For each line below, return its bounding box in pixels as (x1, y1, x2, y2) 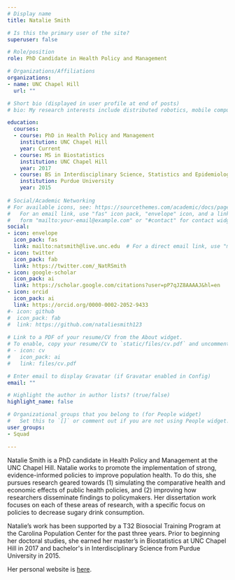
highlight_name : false (7, 399, 73, 406)
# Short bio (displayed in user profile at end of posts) (7, 99, 180, 107)
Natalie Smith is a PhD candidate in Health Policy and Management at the (7, 456, 218, 464)
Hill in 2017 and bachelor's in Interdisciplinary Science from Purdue (7, 544, 201, 552)
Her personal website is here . (7, 565, 92, 573)
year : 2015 (20, 184, 52, 191)
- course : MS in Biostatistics (13, 151, 105, 158)
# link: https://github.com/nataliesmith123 (7, 321, 142, 328)
